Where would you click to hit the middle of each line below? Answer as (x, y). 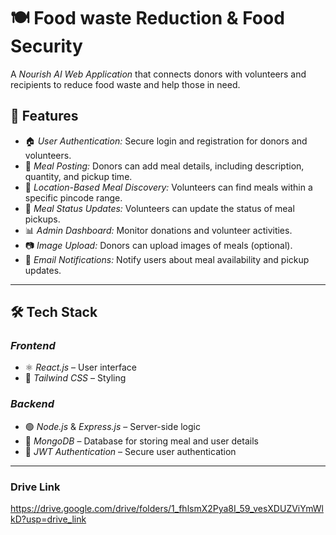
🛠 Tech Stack (54, 312)
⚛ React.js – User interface (80, 367)
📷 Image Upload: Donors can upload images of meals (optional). (158, 245)
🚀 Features (44, 116)
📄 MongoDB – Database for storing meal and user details (141, 441)
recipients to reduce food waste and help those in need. (125, 84)
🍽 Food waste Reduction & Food (147, 18)
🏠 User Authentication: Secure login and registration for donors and (166, 141)
